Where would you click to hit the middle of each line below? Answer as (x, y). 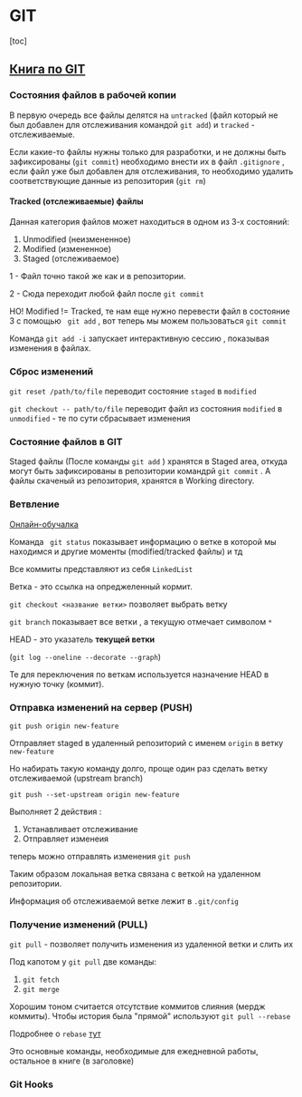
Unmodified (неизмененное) (76, 239)
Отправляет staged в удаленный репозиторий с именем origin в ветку (146, 743)
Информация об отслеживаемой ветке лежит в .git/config (124, 901)
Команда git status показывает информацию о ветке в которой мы (143, 541)
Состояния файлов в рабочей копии (93, 95)
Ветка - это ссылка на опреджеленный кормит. (101, 587)
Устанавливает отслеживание (80, 830)
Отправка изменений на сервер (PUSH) (101, 707)
